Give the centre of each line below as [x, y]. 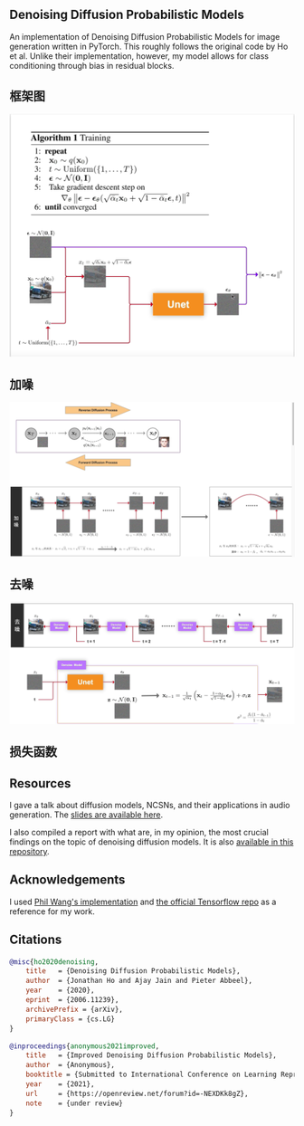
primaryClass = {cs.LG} [71, 1019]
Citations [36, 940]
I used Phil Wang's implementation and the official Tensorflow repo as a [143, 902]
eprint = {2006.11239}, [72, 1000]
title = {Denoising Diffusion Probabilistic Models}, [133, 971]
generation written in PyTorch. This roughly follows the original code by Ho [149, 46]
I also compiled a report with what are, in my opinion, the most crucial [139, 832]
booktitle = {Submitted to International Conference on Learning [152, 1075]
